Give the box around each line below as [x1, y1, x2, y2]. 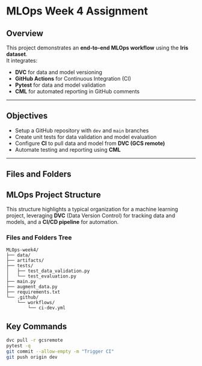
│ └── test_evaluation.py [6, 273, 77, 279]
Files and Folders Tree [6, 233, 72, 241]
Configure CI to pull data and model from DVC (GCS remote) [14, 140, 165, 147]
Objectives [6, 111, 48, 121]
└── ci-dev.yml [28, 305, 66, 311]
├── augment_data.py [6, 284, 58, 290]
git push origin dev [6, 354, 58, 360]
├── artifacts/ [6, 258, 44, 264]
